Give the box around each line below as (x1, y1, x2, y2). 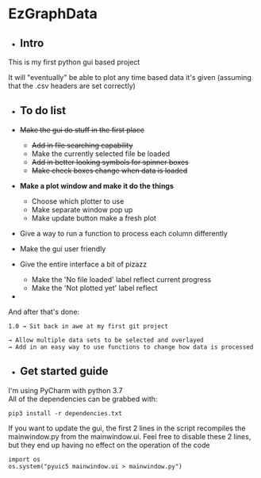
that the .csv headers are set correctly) (8, 81, 136, 90)
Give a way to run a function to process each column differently (19, 228, 228, 238)
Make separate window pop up (31, 205, 133, 214)
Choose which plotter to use (31, 196, 125, 206)
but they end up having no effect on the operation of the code (8, 440, 210, 449)
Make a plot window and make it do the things (19, 181, 175, 190)
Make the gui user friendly (19, 243, 106, 254)
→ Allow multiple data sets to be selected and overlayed (8, 336, 204, 344)
